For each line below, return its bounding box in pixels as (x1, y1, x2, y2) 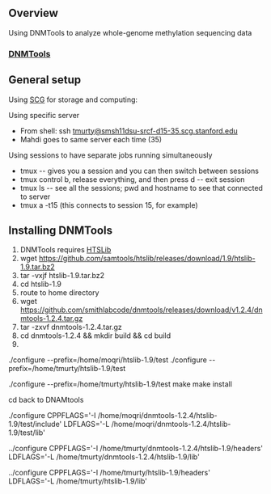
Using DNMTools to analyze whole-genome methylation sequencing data (8, 27, 252, 37)
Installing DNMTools (8, 223, 113, 237)
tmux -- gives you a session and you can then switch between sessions (19, 166, 259, 175)
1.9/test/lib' (8, 428, 46, 437)
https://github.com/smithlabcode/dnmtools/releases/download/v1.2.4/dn (19, 305, 263, 315)
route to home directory (19, 288, 100, 298)
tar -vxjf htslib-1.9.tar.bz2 (19, 271, 105, 281)
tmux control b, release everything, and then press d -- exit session (19, 174, 245, 184)
